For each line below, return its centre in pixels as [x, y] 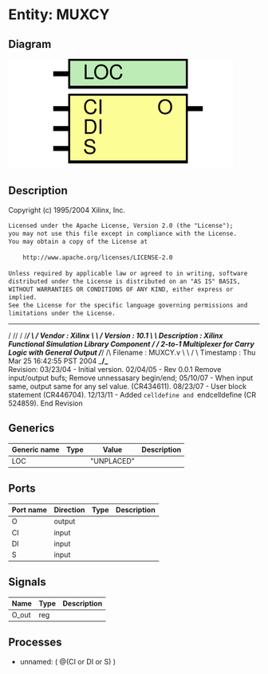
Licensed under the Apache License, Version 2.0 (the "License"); [121, 225]
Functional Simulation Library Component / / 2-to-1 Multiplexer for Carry [132, 343]
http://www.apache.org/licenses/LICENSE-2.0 [98, 257]
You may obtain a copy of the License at [78, 241]
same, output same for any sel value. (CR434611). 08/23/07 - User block [128, 386]
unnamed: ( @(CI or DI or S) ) [68, 661]
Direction [69, 510]
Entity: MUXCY [59, 15]
